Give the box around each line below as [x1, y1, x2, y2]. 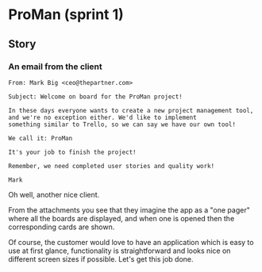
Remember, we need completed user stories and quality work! [8, 162, 215, 170]
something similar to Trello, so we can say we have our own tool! [8, 121, 237, 128]
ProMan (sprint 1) [8, 6, 125, 24]
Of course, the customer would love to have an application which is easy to [8, 237, 254, 247]
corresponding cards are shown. [8, 222, 115, 232]
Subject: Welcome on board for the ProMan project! [8, 93, 183, 101]
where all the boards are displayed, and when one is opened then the [8, 213, 235, 223]
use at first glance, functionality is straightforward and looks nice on [8, 246, 231, 255]
